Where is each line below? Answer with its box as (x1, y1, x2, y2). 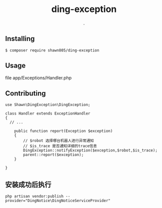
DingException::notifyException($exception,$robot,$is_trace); (23, 148, 157, 153)
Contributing (5, 89, 46, 97)
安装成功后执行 (5, 180, 51, 188)
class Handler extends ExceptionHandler (5, 111, 91, 116)
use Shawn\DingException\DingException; (5, 102, 91, 107)
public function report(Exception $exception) (14, 128, 113, 133)
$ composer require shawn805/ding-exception (5, 47, 99, 53)
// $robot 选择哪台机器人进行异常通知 (23, 138, 94, 143)
